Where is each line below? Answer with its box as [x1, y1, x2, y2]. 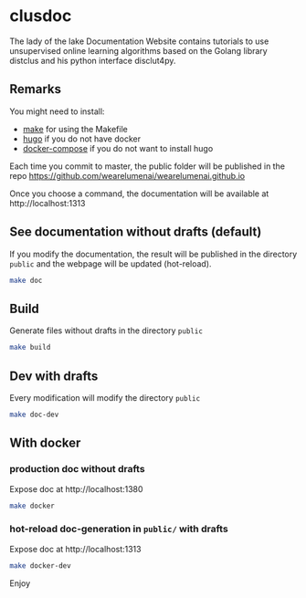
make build [9, 343, 51, 352]
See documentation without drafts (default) [9, 225, 262, 240]
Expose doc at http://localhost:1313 [9, 543, 142, 554]
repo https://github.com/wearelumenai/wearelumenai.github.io [9, 170, 245, 181]
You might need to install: [9, 106, 105, 117]
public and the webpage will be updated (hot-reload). [9, 257, 212, 269]
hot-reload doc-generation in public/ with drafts [9, 522, 228, 535]
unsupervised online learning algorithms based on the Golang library [9, 45, 268, 56]
